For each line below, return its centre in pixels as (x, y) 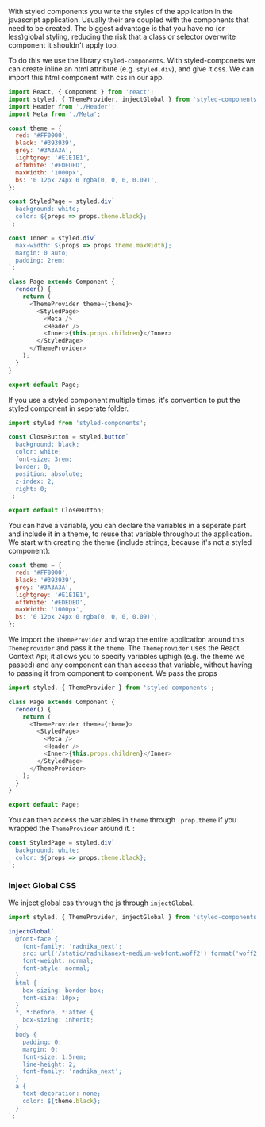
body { (26, 1035)
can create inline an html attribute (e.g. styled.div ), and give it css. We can (131, 69)
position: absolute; (49, 474)
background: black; (48, 445)
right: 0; (31, 489)
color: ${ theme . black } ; (62, 1101)
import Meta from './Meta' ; (55, 114)
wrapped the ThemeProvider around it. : (71, 829)
